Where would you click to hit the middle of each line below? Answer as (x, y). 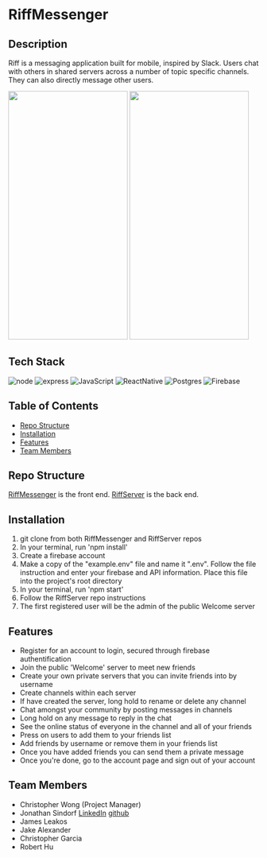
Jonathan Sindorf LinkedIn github (74, 813)
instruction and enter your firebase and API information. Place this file (133, 573)
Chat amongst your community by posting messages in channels (126, 710)
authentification (45, 659)
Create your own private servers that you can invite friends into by (128, 676)
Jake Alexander (45, 829)
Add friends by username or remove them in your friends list (119, 743)
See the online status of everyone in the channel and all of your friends (136, 727)
